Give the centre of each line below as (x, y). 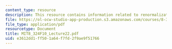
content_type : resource (31, 10)
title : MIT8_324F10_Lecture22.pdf (42, 34)
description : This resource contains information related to (72, 15)
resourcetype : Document (31, 29)
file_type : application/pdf (35, 24)
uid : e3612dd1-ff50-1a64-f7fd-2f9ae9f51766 (52, 39)
